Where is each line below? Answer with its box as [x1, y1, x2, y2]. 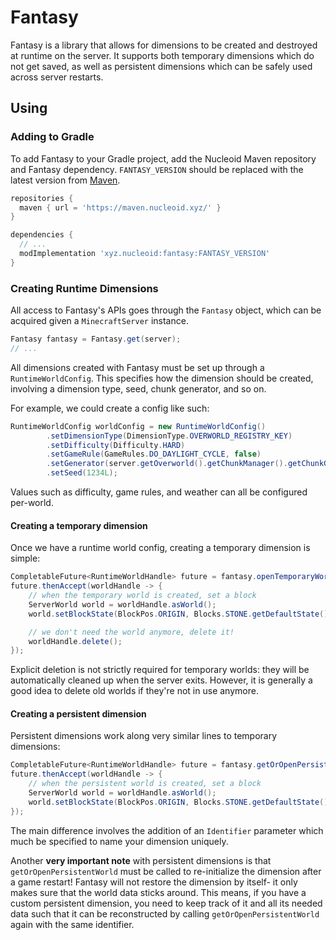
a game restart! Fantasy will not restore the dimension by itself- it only [10, 876, 298, 888]
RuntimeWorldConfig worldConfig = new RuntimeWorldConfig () [10, 421, 267, 431]
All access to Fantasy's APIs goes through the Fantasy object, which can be [10, 304, 322, 316]
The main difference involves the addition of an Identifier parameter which [10, 824, 324, 836]
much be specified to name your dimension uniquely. [10, 835, 229, 847]
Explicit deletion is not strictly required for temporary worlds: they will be [10, 664, 310, 676]
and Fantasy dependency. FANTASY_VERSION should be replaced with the [10, 163, 304, 175]
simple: [10, 552, 41, 565]
